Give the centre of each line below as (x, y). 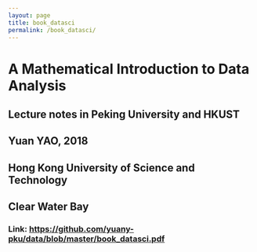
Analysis (37, 85)
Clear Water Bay (49, 207)
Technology (38, 180)
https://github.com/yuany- (81, 229)
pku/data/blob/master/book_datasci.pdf (87, 239)
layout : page (29, 15)
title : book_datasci (42, 23)
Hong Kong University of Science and (101, 168)
